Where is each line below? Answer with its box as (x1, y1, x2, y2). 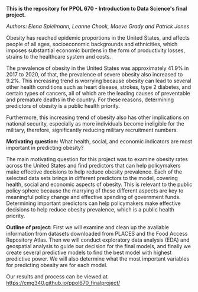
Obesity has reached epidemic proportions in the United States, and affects (6, 34, 190, 41)
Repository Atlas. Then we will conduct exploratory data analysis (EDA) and (6, 236, 190, 243)
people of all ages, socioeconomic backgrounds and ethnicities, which (6, 41, 178, 47)
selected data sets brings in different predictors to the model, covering (6, 175, 178, 181)
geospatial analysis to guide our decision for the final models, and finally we (6, 243, 191, 249)
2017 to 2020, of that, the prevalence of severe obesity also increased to (6, 71, 183, 78)
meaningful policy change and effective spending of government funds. (6, 194, 181, 200)
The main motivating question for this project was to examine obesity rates (6, 156, 188, 162)
